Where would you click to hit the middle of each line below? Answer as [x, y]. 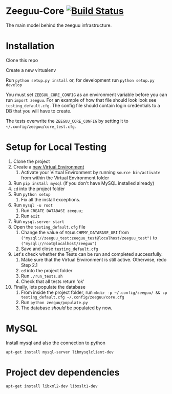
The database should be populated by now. [67, 308]
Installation [30, 46]
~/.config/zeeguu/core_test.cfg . [41, 126]
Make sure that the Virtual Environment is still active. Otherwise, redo [94, 259]
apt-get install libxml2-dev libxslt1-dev [52, 386]
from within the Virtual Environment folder [65, 178]
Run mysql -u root [33, 205]
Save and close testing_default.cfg [59, 249]
